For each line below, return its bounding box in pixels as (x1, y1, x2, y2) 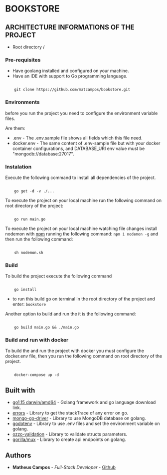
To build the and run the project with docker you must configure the (5, 348, 145, 354)
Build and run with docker (5, 336, 69, 343)
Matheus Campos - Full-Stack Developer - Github (12, 464, 116, 470)
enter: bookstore (12, 301, 46, 307)
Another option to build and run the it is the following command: (5, 311, 136, 317)
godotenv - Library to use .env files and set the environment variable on (12, 420, 161, 426)
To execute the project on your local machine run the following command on (5, 197, 162, 203)
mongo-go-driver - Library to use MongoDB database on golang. (12, 415, 146, 421)
